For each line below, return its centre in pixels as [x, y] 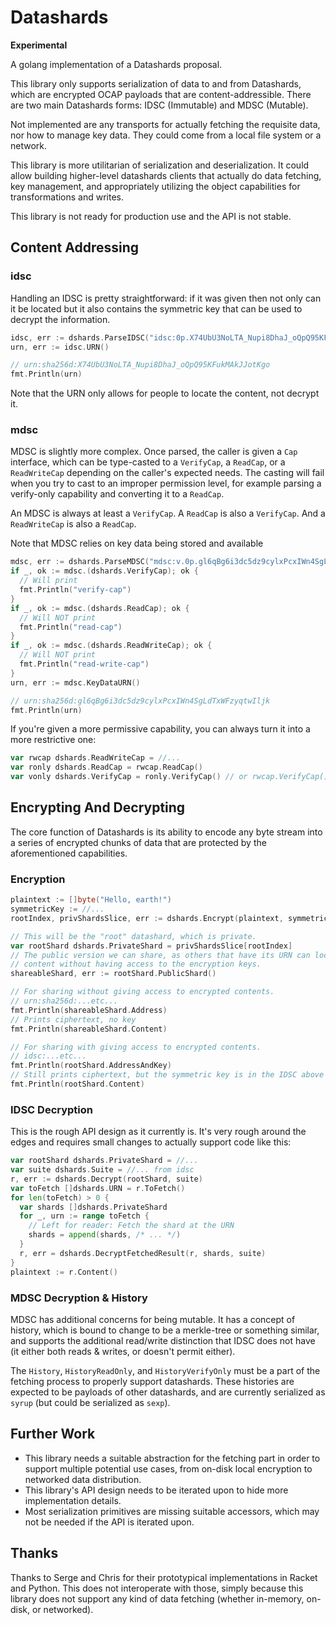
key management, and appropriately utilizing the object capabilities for [155, 186]
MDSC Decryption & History [79, 1298]
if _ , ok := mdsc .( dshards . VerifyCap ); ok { [104, 571]
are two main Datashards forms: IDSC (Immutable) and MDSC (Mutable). [159, 105]
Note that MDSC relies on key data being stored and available [137, 543]
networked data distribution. [83, 1479]
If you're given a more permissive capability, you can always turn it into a [160, 729]
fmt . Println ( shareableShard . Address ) [89, 1010]
